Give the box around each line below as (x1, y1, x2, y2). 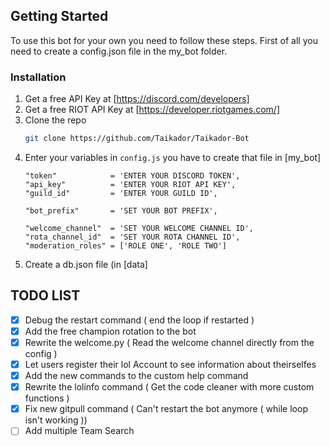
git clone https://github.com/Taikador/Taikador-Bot (24, 134, 250, 144)
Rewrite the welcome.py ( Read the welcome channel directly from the (24, 336, 315, 348)
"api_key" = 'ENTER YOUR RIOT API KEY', (24, 179, 237, 189)
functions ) (24, 392, 70, 404)
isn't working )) (24, 414, 88, 426)
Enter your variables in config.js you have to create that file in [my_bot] (24, 151, 322, 163)
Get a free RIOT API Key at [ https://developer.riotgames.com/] (24, 104, 281, 116)
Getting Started (10, 8, 109, 25)
